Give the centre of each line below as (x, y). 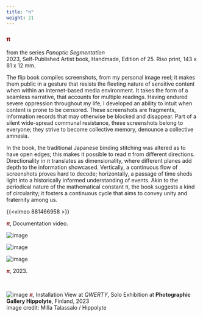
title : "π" (20, 12)
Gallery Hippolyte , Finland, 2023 (48, 301)
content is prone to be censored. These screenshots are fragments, (91, 110)
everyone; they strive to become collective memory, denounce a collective (100, 129)
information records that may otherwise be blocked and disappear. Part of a (101, 116)
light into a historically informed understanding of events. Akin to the (92, 180)
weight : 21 (20, 18)
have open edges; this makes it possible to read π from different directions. (101, 154)
